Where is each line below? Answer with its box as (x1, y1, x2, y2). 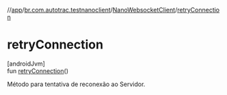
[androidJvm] (7, 59, 46, 68)
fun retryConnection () (7, 66, 68, 74)
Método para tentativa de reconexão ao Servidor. (7, 80, 146, 88)
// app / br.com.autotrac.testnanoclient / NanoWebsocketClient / (7, 6, 178, 14)
